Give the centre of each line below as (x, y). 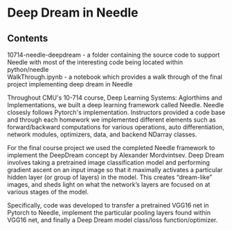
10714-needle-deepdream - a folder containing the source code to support (114, 55)
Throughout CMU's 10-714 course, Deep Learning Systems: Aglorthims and (115, 98)
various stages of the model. (48, 192)
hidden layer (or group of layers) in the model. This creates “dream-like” (110, 177)
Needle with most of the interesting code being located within (95, 62)
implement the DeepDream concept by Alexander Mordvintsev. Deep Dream (116, 155)
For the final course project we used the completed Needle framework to (111, 148)
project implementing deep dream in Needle (70, 84)
